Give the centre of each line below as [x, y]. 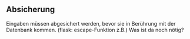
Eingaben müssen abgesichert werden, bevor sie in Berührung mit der [91, 23]
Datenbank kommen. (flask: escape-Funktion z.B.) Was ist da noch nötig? [95, 30]
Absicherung [31, 10]
